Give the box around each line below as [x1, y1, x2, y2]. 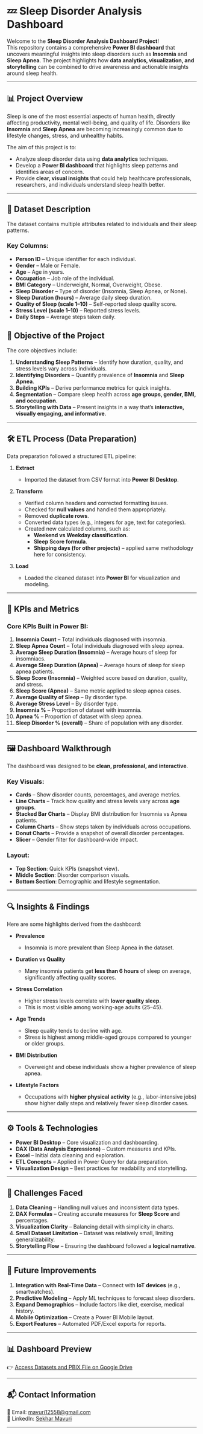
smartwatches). [15, 1288, 55, 1295]
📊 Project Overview [7, 94, 83, 104]
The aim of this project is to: [7, 143, 77, 150]
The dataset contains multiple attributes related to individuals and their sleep [7, 220, 197, 227]
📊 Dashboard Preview [7, 1344, 92, 1354]
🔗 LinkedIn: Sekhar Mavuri [7, 1415, 72, 1423]
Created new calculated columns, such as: [24, 525, 130, 532]
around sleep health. [7, 69, 58, 77]
